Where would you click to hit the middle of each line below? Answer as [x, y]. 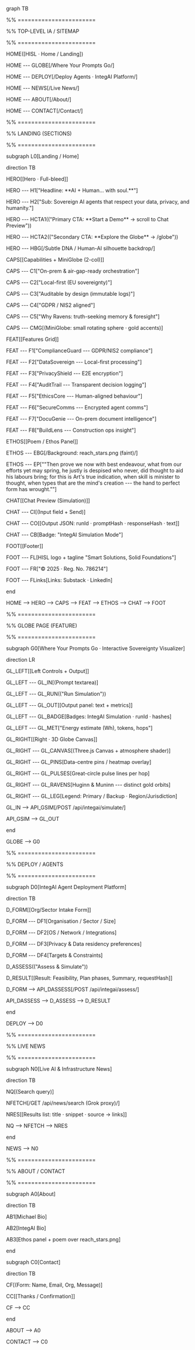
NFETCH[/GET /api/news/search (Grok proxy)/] [63, 1103]
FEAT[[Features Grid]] [32, 339]
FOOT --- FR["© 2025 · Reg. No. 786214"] [57, 569]
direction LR [20, 660]
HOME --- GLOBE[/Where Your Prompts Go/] [60, 65]
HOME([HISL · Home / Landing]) [45, 54]
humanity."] [20, 208]
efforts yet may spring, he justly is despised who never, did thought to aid [95, 471]
